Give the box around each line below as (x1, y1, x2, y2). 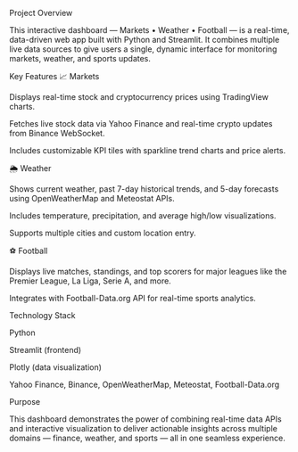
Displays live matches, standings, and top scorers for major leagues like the (9, 267, 287, 276)
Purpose (9, 397, 41, 407)
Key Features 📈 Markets (9, 71, 100, 81)
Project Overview (9, 8, 73, 18)
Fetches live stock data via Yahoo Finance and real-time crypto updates (9, 119, 273, 128)
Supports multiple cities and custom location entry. (9, 227, 196, 238)
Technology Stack (9, 310, 76, 320)
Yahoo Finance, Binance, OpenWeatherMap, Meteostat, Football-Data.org (9, 379, 280, 390)
